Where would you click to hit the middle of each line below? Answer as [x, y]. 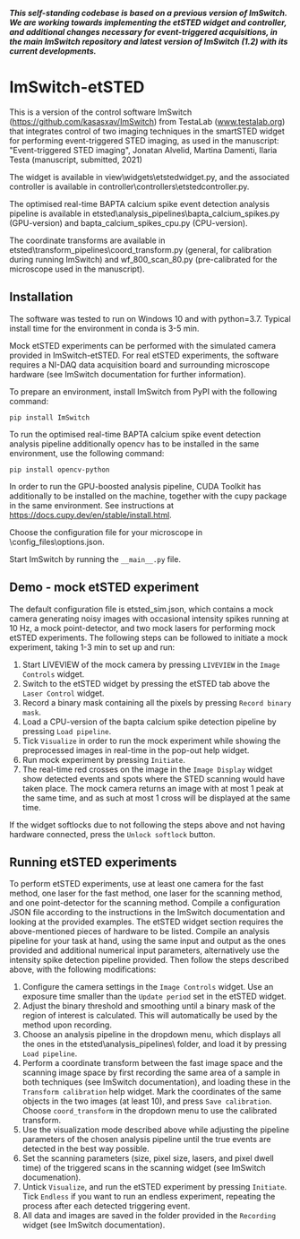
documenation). [51, 1177]
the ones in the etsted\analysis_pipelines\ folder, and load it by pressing [154, 1044]
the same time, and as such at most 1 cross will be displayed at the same [156, 798]
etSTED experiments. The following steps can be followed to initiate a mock [149, 637]
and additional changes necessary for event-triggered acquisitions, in [143, 32]
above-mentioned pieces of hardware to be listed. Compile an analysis [140, 931]
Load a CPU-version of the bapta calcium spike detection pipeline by [149, 722]
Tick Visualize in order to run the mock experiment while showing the [151, 741]
